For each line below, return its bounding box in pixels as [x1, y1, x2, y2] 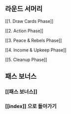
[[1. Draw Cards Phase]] [5, 18, 54, 24]
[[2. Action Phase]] [5, 28, 43, 34]
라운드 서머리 [5, 4, 43, 13]
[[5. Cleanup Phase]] [5, 57, 47, 62]
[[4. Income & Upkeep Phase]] [5, 47, 67, 53]
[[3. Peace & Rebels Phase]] [5, 37, 62, 43]
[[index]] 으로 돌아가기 [5, 103, 57, 110]
